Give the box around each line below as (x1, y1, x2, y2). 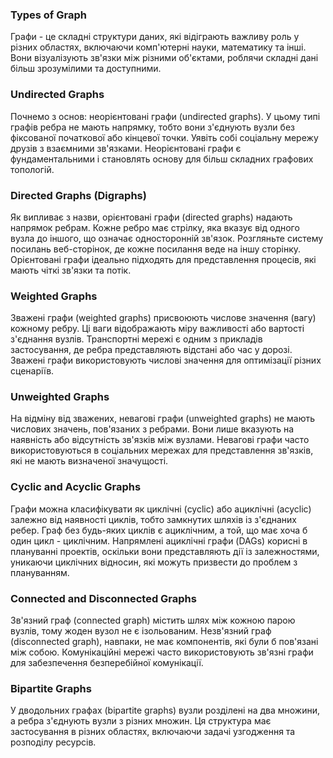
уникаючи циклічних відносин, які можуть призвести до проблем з (10, 556, 298, 568)
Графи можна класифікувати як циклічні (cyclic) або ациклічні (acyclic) (10, 503, 312, 515)
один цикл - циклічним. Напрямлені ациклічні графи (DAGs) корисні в (10, 534, 308, 547)
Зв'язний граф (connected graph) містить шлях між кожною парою (10, 614, 296, 627)
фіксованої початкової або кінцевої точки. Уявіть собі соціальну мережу (10, 131, 319, 143)
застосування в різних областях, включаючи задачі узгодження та (10, 726, 296, 738)
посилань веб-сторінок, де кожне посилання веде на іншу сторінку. (10, 243, 302, 255)
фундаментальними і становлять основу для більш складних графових (10, 153, 314, 165)
